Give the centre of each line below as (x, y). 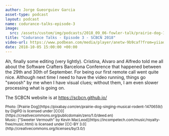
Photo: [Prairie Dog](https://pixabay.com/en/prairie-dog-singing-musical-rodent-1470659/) (84, 106)
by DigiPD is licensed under (29, 111)
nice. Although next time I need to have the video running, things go (75, 77)
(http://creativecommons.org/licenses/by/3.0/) (45, 128)
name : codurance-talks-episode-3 (40, 24)
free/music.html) (20, 124)
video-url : (17, 42)
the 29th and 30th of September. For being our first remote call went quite (82, 72)
